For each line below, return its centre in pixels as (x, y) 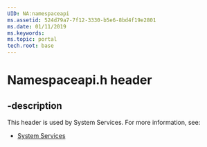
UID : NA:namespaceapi (38, 14)
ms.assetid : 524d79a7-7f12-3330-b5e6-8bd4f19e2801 (82, 20)
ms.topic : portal (32, 40)
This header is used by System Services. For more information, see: (104, 122)
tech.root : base (30, 46)
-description (35, 106)
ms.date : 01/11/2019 (37, 26)
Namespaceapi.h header (80, 80)
